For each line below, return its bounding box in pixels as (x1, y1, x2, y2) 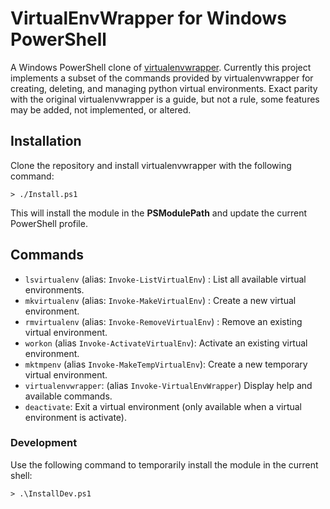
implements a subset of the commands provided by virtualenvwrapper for (10, 72, 314, 84)
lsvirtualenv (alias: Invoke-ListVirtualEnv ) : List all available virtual (24, 273, 307, 285)
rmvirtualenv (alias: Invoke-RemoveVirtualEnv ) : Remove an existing (24, 315, 303, 327)
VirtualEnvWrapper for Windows (10, 7, 287, 30)
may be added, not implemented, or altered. (10, 103, 192, 116)
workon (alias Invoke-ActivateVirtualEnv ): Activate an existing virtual (24, 337, 308, 349)
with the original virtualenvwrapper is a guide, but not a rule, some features (10, 93, 320, 105)
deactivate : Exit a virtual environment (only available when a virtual (24, 400, 302, 412)
